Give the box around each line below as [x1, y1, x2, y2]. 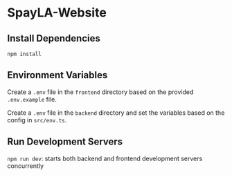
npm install [7, 50, 42, 57]
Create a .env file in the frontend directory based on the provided [7, 88, 194, 96]
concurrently [7, 161, 44, 170]
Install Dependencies [7, 32, 100, 44]
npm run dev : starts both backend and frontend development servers [7, 154, 203, 162]
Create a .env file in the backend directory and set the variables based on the [7, 109, 225, 117]
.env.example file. [7, 95, 57, 103]
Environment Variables [7, 69, 108, 81]
